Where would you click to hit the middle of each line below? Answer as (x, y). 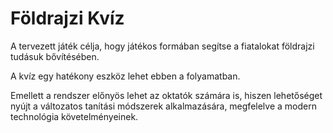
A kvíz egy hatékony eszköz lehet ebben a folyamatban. (125, 76)
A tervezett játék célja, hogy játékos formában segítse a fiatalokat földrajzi (162, 46)
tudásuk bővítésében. (55, 56)
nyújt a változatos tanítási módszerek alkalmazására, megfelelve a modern (163, 106)
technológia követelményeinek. (74, 116)
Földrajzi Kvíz (67, 18)
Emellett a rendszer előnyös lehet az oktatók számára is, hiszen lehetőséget (166, 95)
